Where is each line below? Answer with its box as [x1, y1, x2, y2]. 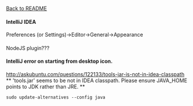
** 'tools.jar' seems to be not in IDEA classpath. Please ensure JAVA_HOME [6, 77, 188, 84]
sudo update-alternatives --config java [6, 94, 106, 100]
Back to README [6, 5, 47, 12]
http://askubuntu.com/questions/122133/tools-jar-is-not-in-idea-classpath [6, 71, 185, 77]
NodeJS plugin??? [6, 44, 50, 51]
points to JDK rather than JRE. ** [6, 83, 86, 90]
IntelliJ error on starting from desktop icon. [6, 58, 113, 65]
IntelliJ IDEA [6, 18, 36, 25]
